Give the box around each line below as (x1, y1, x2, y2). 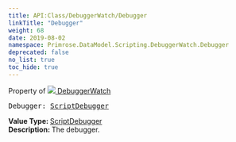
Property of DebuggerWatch (8, 86, 111, 95)
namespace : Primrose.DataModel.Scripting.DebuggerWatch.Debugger (8, 41, 229, 49)
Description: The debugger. (8, 125, 100, 134)
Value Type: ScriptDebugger (8, 116, 103, 125)
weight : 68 (8, 26, 44, 34)
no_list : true (8, 56, 56, 64)
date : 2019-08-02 (8, 33, 66, 42)
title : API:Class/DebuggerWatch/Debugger (8, 11, 148, 20)
